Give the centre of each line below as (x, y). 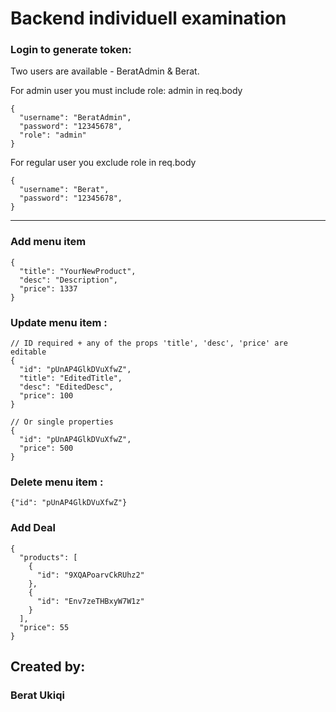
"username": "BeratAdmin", (75, 118)
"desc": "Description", (68, 280)
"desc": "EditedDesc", (66, 387)
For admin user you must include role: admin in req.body (126, 91)
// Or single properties (62, 422)
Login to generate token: (71, 50)
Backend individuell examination (148, 18)
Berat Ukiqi (38, 695)
